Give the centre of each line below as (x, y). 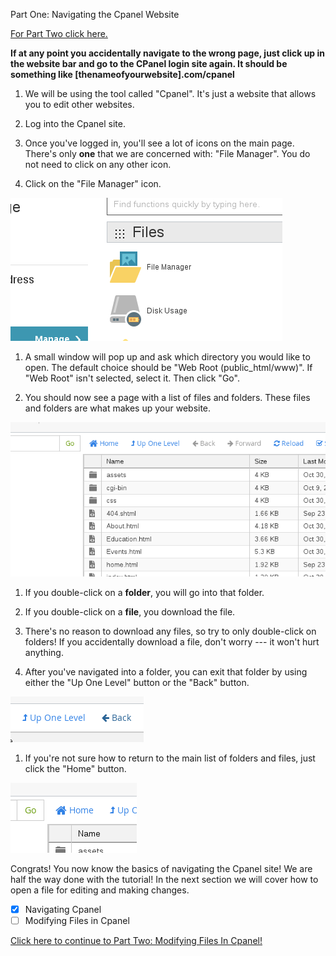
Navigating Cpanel (63, 909)
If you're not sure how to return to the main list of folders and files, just (170, 758)
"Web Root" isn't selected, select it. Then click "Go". (132, 378)
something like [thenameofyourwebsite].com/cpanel (122, 74)
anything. (44, 652)
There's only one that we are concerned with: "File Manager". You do (167, 153)
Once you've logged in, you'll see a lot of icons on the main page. (159, 143)
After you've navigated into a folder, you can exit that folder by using (166, 671)
